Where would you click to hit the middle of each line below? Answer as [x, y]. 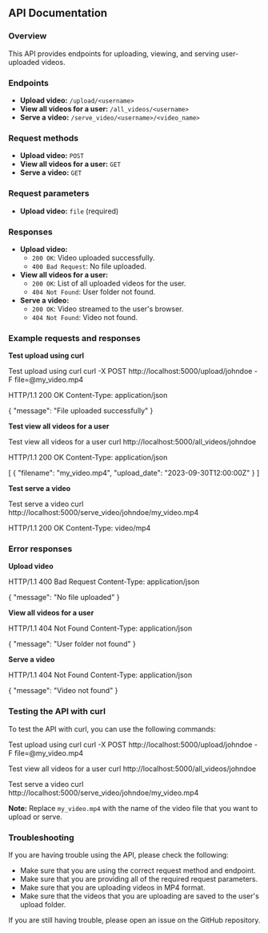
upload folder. [43, 905]
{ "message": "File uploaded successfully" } [81, 411]
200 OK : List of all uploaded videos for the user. [109, 283]
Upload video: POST [52, 156]
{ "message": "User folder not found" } [72, 644]
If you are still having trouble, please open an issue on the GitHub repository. [134, 920]
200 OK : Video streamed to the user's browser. [108, 309]
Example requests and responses [75, 338]
